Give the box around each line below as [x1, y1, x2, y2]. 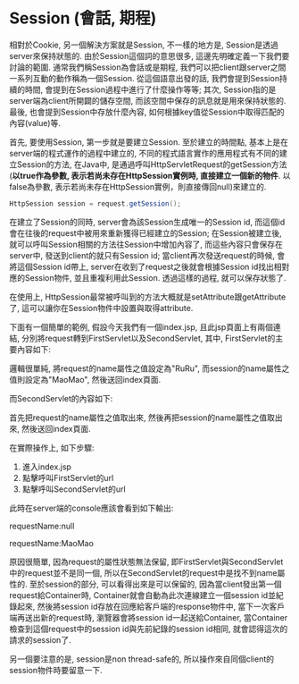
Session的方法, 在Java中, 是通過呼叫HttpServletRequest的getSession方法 [16, 158, 287, 170]
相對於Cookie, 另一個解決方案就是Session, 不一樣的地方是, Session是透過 [9, 39, 279, 50]
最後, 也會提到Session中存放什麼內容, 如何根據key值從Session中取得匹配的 [9, 106, 286, 117]
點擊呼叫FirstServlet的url [21, 472, 114, 483]
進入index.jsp [21, 461, 71, 472]
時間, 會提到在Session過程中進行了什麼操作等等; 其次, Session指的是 [24, 84, 277, 95]
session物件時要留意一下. [9, 664, 103, 675]
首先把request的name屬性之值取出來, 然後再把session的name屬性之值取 [9, 412, 275, 423]
